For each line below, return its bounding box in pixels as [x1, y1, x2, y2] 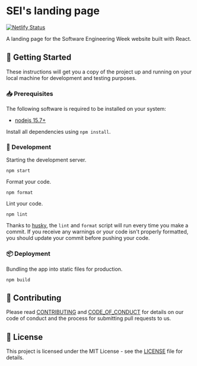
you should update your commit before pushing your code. [6, 235, 150, 242]
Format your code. [6, 178, 52, 185]
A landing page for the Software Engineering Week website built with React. [6, 35, 192, 42]
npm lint [6, 211, 28, 217]
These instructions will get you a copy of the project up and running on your [6, 68, 192, 75]
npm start [6, 168, 31, 174]
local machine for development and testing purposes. [6, 74, 137, 81]
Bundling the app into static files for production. [6, 265, 123, 272]
